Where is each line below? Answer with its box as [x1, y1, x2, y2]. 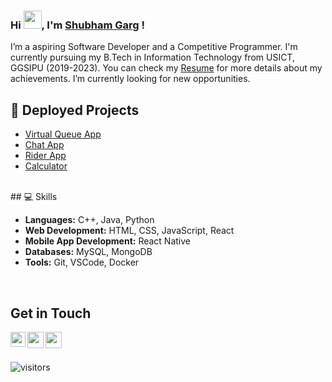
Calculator [24, 160, 68, 172]
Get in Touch [10, 305, 92, 322]
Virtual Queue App [24, 128, 102, 140]
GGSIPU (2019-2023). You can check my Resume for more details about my [10, 62, 323, 74]
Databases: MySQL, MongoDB [24, 246, 153, 258]
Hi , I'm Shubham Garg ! [10, 18, 145, 32]
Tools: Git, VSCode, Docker [24, 256, 140, 269]
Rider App [24, 150, 67, 162]
